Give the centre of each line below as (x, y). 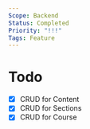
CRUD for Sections (51, 108)
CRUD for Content (49, 100)
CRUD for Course (48, 117)
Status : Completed (39, 23)
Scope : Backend (33, 16)
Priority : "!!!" (35, 30)
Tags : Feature (32, 38)
